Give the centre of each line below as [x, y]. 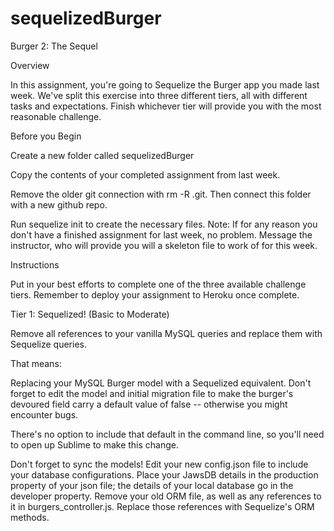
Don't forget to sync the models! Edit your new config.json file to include [159, 464]
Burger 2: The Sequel [54, 46]
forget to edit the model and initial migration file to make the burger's [152, 393]
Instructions [35, 264]
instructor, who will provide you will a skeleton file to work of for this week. [164, 245]
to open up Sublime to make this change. [95, 444]
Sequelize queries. [48, 344]
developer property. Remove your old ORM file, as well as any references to [166, 496]
